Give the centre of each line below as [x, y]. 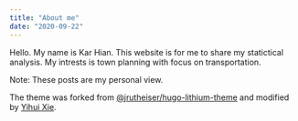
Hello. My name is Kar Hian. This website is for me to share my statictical [147, 52]
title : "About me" [44, 18]
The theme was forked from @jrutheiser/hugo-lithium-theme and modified [149, 97]
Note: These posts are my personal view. [86, 79]
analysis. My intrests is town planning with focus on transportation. [136, 62]
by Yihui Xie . [33, 106]
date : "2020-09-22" [47, 26]
